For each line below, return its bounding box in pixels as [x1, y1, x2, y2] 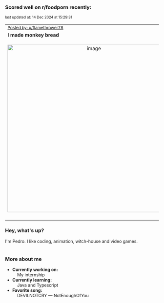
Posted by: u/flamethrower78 [7, 25, 63, 31]
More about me [5, 255, 42, 262]
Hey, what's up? [5, 227, 44, 234]
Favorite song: [12, 287, 42, 293]
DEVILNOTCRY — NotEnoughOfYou [17, 292, 89, 298]
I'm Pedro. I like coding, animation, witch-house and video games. [5, 238, 138, 244]
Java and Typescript [17, 282, 59, 288]
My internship [17, 272, 45, 278]
